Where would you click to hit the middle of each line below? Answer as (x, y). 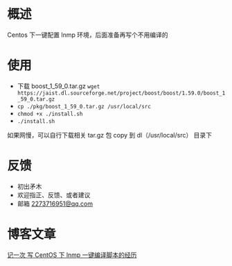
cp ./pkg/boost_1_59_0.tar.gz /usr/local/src (84, 106)
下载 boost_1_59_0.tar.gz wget (59, 86)
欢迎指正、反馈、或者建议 (54, 194)
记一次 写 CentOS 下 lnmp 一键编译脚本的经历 (72, 255)
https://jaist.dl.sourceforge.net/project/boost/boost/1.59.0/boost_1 (121, 93)
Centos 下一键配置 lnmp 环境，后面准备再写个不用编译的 (88, 35)
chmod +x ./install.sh (50, 114)
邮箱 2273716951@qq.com (55, 203)
